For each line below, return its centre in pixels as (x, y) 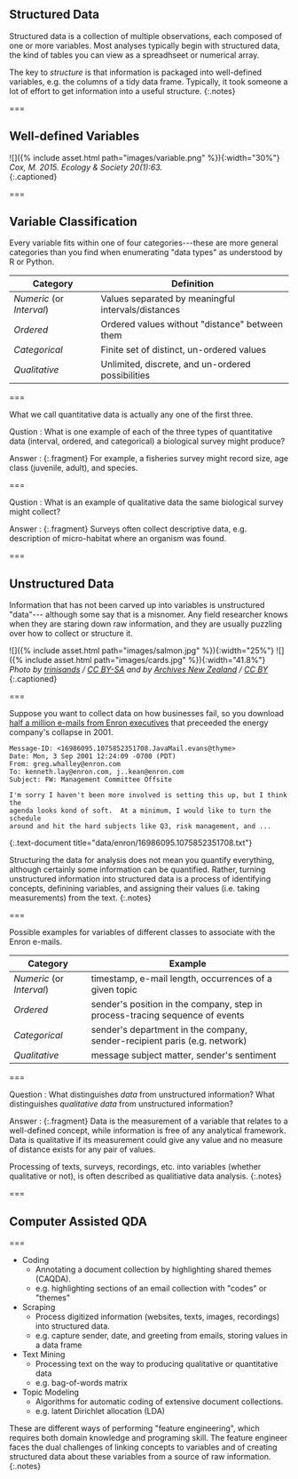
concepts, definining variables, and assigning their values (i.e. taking (134, 889)
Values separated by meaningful (168, 299)
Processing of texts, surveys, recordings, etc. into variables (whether (135, 1167)
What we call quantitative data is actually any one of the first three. (131, 415)
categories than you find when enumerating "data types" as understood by (146, 252)
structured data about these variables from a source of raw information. (140, 1457)
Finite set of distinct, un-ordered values (184, 350)
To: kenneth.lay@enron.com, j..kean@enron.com (97, 772)
